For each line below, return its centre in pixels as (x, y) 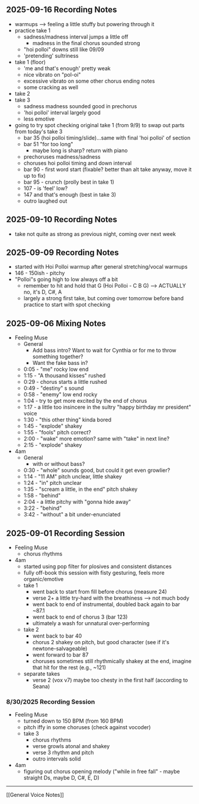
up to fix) (35, 175)
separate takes (42, 674)
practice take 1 (33, 30)
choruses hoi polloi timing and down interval (78, 163)
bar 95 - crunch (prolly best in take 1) (69, 182)
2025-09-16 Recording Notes (62, 10)
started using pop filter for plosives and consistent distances (97, 566)
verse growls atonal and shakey (71, 746)
